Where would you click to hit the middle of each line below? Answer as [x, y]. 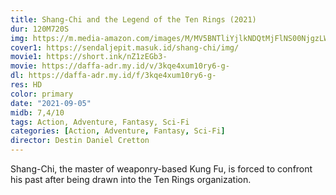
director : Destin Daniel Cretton [80, 141]
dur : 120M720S [40, 29]
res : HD [26, 85]
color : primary [42, 94]
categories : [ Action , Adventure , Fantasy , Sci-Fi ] [118, 131]
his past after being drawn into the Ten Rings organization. [131, 179]
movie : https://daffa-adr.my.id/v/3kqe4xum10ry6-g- [120, 66]
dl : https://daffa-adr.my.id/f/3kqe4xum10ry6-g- [113, 76]
